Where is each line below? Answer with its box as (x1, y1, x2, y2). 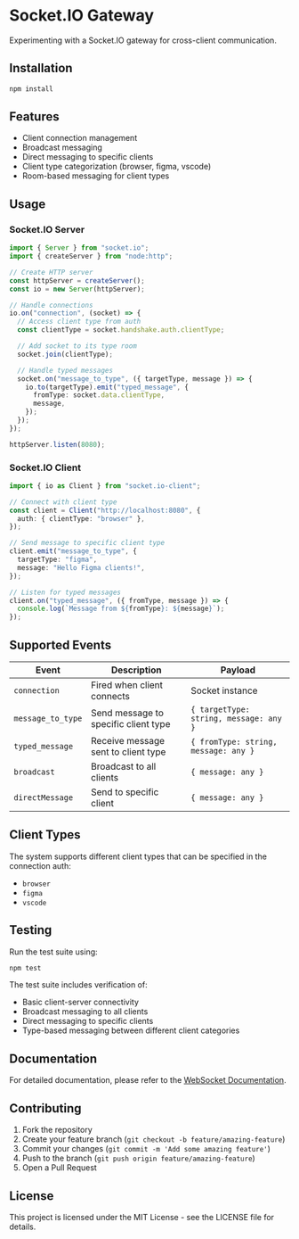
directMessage (13, 792, 74, 803)
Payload (220, 664, 256, 676)
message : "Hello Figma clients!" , (17, 563, 145, 572)
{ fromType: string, (190, 737, 278, 747)
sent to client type (90, 746, 166, 758)
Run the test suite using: (9, 946, 98, 957)
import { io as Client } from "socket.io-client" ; (9, 481, 201, 491)
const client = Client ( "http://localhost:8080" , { (9, 506, 201, 515)
